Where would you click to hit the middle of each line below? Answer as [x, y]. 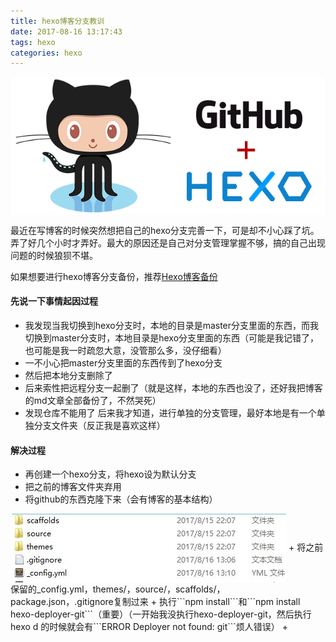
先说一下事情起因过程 [54, 301]
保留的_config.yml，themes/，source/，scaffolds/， [118, 589]
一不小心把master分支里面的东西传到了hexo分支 [123, 362]
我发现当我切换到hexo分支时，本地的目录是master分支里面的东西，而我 [172, 325]
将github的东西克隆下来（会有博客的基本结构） [121, 499]
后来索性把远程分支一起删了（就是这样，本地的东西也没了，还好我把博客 [173, 387]
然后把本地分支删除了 [68, 375]
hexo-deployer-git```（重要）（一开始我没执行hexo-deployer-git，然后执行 [161, 614]
